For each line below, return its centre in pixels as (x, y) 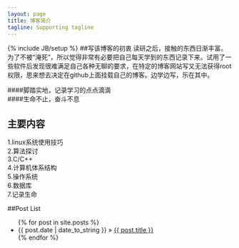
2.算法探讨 (23, 151)
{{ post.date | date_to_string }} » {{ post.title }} (86, 230)
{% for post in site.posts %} (59, 222)
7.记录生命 (22, 195)
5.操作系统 (22, 177)
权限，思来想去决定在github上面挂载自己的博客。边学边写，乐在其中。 (111, 75)
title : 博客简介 (29, 21)
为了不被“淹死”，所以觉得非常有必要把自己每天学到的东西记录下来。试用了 (117, 57)
